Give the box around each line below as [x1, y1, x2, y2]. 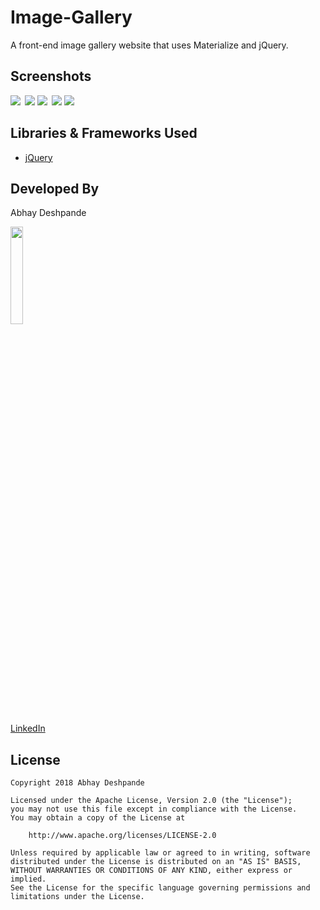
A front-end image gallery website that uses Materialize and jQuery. [10, 39, 289, 51]
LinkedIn [10, 722, 46, 735]
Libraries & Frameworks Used [10, 125, 198, 142]
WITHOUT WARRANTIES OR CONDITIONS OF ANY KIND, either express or [10, 866, 293, 876]
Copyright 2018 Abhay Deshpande [10, 778, 145, 788]
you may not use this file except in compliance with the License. [10, 804, 298, 815]
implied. [10, 874, 47, 885]
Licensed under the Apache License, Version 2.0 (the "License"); [10, 796, 293, 806]
